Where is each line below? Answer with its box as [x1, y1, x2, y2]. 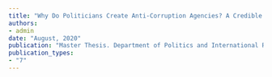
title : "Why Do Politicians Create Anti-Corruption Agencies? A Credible [8, 11, 263, 20]
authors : [8, 19, 38, 27]
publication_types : [8, 49, 74, 57]
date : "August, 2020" [8, 34, 82, 43]
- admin [8, 26, 35, 34]
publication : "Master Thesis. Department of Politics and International [8, 42, 259, 50]
